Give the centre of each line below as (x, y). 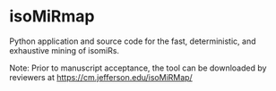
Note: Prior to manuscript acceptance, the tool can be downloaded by (138, 68)
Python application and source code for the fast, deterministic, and (133, 41)
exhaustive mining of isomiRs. (64, 50)
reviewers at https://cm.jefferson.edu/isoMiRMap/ (101, 77)
